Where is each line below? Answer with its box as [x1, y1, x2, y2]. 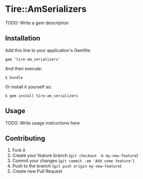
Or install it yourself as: [5, 84, 52, 89]
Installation [5, 34, 40, 43]
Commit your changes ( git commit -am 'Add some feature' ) [12, 158, 135, 164]
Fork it [12, 147, 26, 153]
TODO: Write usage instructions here [5, 120, 80, 126]
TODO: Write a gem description [5, 20, 69, 26]
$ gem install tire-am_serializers [5, 93, 78, 98]
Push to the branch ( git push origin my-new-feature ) [12, 163, 122, 169]
